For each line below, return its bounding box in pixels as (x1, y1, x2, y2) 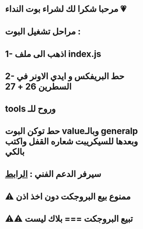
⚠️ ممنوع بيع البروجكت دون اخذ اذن (5, 191, 131, 202)
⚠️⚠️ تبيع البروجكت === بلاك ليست (5, 213, 133, 224)
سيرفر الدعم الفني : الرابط (5, 169, 102, 180)
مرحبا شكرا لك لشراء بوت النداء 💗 (5, 3, 127, 15)
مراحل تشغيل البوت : (5, 26, 81, 37)
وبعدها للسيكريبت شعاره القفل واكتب (5, 136, 138, 147)
